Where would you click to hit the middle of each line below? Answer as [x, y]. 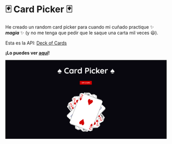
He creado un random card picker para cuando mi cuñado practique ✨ [80, 27]
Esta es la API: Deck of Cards [36, 43]
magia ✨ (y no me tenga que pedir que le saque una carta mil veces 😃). [82, 33]
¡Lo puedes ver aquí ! [28, 53]
